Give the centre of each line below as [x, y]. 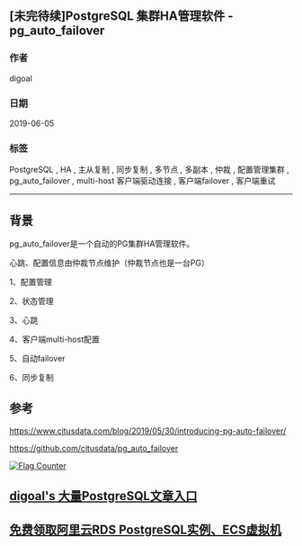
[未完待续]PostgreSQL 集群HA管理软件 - [121, 16]
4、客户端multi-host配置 [55, 339]
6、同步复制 [31, 378]
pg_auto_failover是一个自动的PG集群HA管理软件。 [102, 244]
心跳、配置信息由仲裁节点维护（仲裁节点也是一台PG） [109, 263]
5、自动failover [37, 359]
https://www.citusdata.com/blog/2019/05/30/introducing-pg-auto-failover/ [148, 431]
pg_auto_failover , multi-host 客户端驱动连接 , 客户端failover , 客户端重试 [142, 181]
